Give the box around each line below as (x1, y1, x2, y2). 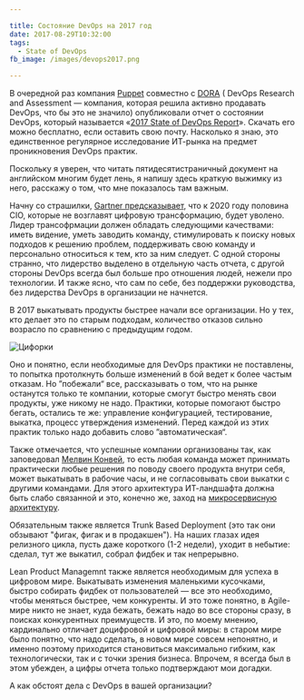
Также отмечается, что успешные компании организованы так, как (9, 444, 271, 455)
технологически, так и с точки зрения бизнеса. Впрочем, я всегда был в (9, 653, 291, 664)
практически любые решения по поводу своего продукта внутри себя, (9, 464, 286, 475)
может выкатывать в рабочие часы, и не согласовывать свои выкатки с (9, 473, 290, 484)
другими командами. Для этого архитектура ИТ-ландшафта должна (9, 483, 275, 494)
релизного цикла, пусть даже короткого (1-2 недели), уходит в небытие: (9, 539, 290, 550)
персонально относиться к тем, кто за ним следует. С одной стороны (9, 249, 281, 260)
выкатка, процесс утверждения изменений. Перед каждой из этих (9, 417, 270, 428)
